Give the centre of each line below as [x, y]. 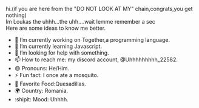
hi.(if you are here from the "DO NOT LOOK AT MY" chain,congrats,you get [99, 9]
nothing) [16, 15]
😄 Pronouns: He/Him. [42, 68]
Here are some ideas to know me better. [56, 28]
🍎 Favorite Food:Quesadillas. [50, 84]
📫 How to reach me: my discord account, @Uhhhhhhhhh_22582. [96, 59]
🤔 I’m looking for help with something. [62, 53]
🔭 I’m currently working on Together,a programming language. [92, 40]
